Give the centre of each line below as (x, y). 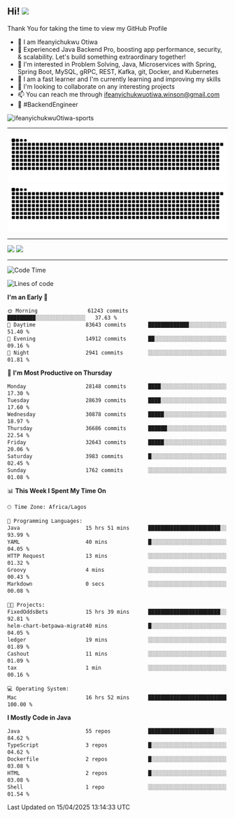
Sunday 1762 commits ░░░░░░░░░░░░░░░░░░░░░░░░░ (117, 471)
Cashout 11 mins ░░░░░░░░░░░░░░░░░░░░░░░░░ (117, 654)
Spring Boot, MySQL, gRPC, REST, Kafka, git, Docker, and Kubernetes (118, 71)
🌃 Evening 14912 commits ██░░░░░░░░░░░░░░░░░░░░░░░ (117, 339)
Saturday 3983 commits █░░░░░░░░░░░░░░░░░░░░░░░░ (117, 457)
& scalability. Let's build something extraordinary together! (101, 57)
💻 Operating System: (38, 689)
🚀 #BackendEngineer (48, 104)
